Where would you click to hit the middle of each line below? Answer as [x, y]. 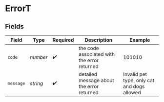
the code [89, 48]
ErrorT [18, 8]
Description [99, 40]
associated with [97, 54]
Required [63, 40]
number [39, 57]
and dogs [134, 86]
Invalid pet [135, 74]
